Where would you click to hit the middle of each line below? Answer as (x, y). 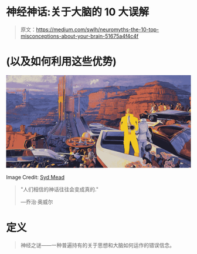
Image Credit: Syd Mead (35, 177)
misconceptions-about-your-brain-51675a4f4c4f (79, 36)
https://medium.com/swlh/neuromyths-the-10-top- (98, 29)
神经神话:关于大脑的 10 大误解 (78, 12)
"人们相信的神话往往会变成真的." (59, 189)
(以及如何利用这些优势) (62, 62)
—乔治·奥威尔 (37, 202)
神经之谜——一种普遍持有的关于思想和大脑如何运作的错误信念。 (97, 245)
